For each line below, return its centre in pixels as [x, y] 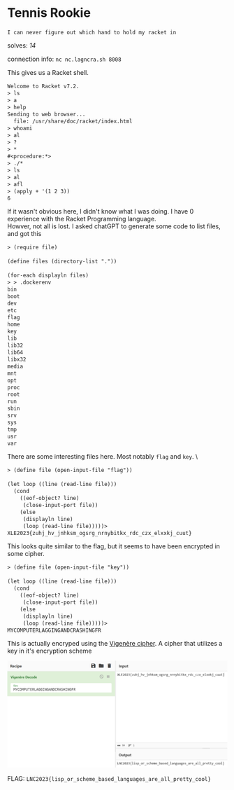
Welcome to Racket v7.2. [43, 86]
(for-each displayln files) [48, 275]
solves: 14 [22, 45]
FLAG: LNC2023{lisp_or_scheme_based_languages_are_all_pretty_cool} [109, 779]
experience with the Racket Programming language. [82, 219]
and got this [24, 233]
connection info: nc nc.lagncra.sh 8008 [64, 59]
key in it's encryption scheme [50, 651]
